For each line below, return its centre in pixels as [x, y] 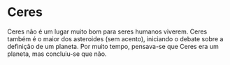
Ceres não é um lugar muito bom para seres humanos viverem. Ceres [107, 31]
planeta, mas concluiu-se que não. [57, 54]
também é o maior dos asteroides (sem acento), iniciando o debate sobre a [115, 38]
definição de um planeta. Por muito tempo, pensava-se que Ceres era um [113, 46]
